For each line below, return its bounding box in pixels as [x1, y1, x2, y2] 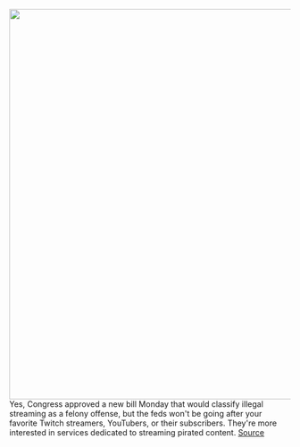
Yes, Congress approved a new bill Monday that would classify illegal [9, 399, 263, 410]
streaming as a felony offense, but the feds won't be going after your [9, 409, 262, 418]
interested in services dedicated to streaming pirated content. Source [9, 427, 265, 437]
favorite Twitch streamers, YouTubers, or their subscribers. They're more [9, 418, 278, 428]
